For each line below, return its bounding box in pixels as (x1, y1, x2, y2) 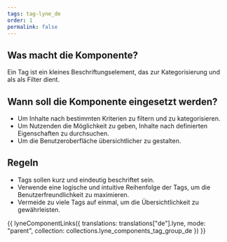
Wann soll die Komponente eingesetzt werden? (7, 95, 218, 107)
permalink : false (7, 23, 58, 30)
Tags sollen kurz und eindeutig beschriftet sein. (17, 175, 156, 184)
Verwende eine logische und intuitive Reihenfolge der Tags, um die (17, 183, 211, 191)
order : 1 (7, 17, 33, 24)
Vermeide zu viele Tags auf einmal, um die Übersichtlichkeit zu (17, 198, 200, 206)
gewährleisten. (17, 205, 61, 214)
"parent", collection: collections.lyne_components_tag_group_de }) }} (7, 226, 206, 235)
